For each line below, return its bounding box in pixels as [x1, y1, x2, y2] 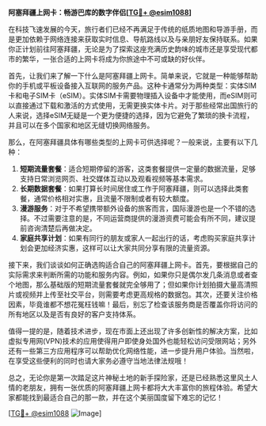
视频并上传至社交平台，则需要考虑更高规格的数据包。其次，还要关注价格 [21, 290, 258, 299]
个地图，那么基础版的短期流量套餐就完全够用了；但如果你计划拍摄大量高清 [8, 280, 251, 289]
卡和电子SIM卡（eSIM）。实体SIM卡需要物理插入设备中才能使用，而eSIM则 [8, 91, 251, 100]
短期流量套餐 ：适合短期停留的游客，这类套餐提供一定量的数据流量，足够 [19, 164, 256, 173]
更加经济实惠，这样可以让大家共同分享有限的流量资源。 [33, 243, 215, 253]
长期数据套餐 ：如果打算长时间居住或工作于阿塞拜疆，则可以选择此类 [19, 184, 242, 193]
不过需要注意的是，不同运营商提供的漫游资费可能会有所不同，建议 [33, 214, 249, 223]
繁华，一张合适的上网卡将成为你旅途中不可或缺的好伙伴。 [21, 55, 210, 63]
